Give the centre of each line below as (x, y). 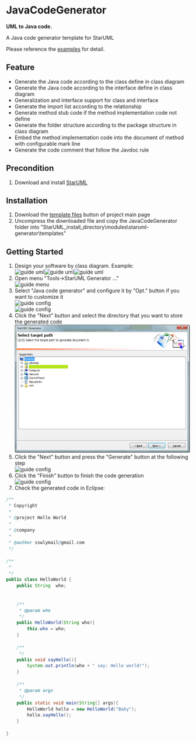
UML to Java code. (29, 26)
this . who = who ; (47, 629)
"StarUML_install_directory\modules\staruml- (95, 227)
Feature (20, 68)
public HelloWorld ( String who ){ (56, 623)
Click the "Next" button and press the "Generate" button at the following (101, 457)
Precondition (30, 168)
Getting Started (35, 252)
